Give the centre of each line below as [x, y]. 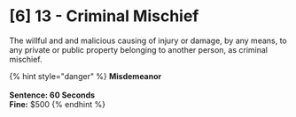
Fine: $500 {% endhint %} [58, 104]
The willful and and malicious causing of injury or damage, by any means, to [148, 40]
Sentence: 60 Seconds [52, 95]
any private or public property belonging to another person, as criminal [139, 49]
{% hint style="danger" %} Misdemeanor [86, 76]
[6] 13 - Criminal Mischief [104, 16]
